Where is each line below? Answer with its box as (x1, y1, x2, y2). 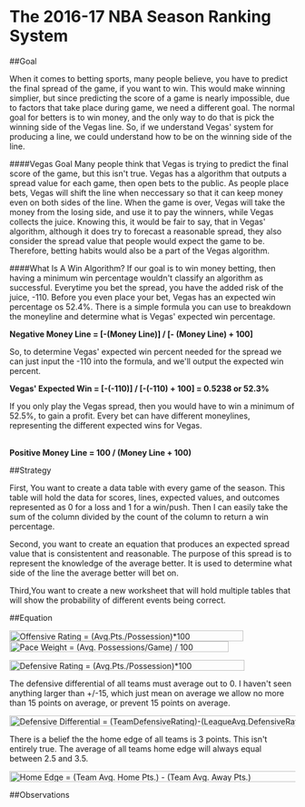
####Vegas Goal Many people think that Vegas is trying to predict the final (9, 158, 289, 169)
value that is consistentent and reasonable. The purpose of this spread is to (9, 547, 292, 559)
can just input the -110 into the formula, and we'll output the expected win (9, 356, 284, 367)
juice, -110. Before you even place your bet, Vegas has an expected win (9, 291, 276, 302)
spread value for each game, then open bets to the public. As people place (9, 177, 289, 188)
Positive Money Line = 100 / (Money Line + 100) (9, 447, 192, 458)
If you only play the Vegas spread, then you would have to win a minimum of (9, 400, 295, 411)
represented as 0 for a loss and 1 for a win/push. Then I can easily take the (9, 501, 289, 512)
